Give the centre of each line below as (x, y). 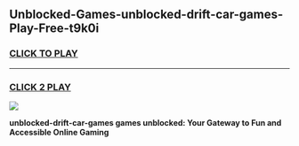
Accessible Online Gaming (59, 132)
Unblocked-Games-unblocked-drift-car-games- (146, 15)
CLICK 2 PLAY (40, 87)
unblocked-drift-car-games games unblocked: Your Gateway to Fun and (145, 122)
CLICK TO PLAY (44, 54)
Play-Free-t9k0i (54, 29)
